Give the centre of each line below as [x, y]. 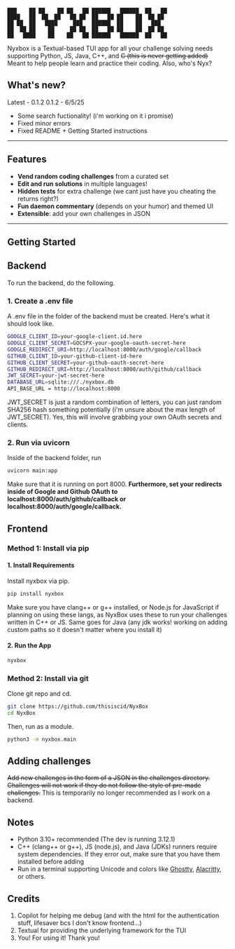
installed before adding [51, 862]
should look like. [31, 324]
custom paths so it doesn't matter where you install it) [85, 629]
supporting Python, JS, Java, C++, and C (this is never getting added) [108, 56]
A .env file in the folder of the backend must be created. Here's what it [108, 316]
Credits [24, 898]
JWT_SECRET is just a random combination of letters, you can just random [114, 402]
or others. [31, 877]
